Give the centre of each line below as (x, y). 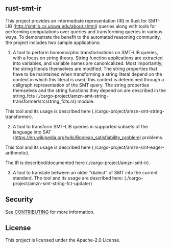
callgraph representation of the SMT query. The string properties (81, 85)
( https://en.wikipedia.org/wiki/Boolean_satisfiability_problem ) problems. (88, 137)
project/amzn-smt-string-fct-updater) (52, 183)
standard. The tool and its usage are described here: (68, 178)
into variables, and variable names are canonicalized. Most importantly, (88, 63)
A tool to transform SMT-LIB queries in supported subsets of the (80, 126)
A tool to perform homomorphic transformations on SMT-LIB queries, (85, 52)
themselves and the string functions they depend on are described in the (89, 90)
